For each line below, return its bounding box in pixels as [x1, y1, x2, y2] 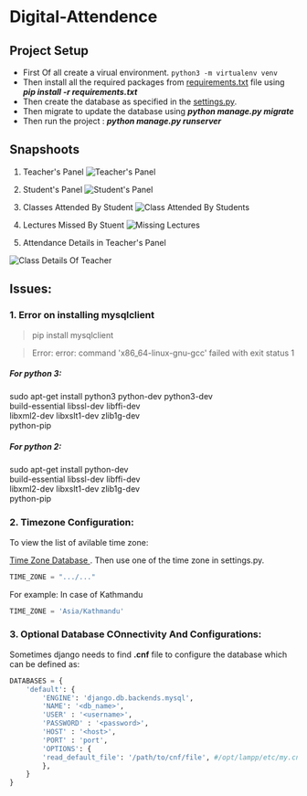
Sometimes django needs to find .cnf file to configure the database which [9, 649, 288, 660]
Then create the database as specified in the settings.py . [22, 96, 238, 107]
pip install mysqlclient [31, 329, 114, 340]
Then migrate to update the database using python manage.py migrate [22, 106, 294, 116]
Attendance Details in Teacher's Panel [22, 237, 166, 248]
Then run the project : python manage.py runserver [22, 116, 222, 126]
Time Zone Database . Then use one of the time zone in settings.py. [9, 555, 265, 566]
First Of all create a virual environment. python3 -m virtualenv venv [22, 67, 279, 78]
